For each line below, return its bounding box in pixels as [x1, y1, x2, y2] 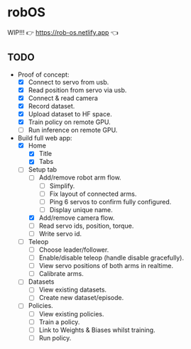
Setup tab [28, 165, 58, 174]
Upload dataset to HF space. [28, 110, 112, 118]
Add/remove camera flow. [38, 214, 115, 222]
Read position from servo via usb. [28, 86, 127, 94]
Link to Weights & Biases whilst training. [38, 326, 155, 334]
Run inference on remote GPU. [28, 126, 118, 135]
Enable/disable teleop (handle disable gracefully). [38, 253, 185, 262]
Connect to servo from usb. [28, 77, 109, 86]
